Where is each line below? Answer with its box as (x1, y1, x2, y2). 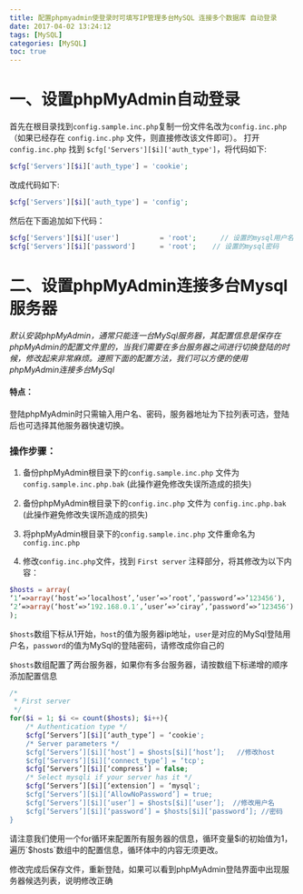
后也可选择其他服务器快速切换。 (9, 419, 129, 430)
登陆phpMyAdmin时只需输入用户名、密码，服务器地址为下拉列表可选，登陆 (9, 408, 290, 419)
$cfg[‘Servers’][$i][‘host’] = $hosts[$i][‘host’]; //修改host (25, 748, 275, 757)
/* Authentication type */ (25, 722, 128, 731)
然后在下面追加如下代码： (9, 215, 105, 226)
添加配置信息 (9, 670, 57, 681)
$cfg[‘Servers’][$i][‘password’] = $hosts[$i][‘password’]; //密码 (25, 807, 283, 816)
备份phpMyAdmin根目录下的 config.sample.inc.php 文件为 (22, 467, 240, 477)
